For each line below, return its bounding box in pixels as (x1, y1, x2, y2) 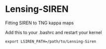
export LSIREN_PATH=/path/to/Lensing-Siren (5, 39, 97, 44)
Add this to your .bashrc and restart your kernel (5, 29, 102, 35)
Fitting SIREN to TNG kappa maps (5, 20, 74, 26)
